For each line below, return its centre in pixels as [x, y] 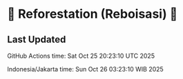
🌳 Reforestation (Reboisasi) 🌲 [93, 14]
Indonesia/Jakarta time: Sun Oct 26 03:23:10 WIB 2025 [85, 69]
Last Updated [37, 39]
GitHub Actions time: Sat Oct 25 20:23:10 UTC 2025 [81, 56]
